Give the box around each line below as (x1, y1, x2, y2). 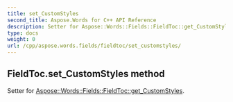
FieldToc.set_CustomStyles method (7, 68, 165, 80)
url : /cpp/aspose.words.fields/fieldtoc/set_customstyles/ (7, 42, 182, 49)
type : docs (7, 29, 39, 37)
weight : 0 (7, 36, 36, 43)
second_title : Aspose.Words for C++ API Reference (7, 17, 157, 24)
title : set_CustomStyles (7, 10, 79, 17)
